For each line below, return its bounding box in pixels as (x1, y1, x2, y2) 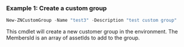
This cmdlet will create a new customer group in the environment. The (6, 28, 179, 35)
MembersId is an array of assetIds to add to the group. (6, 34, 140, 42)
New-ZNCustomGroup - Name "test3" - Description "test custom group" (6, 18, 177, 23)
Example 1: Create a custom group (6, 4, 107, 12)
